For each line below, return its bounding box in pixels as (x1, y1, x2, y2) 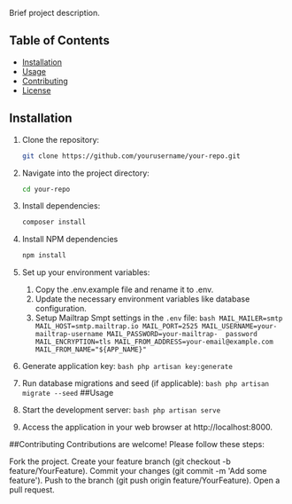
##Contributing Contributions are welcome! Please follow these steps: (9, 439, 265, 450)
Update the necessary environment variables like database (35, 294, 250, 304)
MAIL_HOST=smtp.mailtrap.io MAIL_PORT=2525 (35, 322, 199, 331)
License (21, 84, 51, 96)
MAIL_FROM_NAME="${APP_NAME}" (35, 345, 148, 354)
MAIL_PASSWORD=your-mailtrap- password (106, 330, 258, 339)
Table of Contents (9, 33, 111, 48)
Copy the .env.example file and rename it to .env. (35, 284, 214, 295)
